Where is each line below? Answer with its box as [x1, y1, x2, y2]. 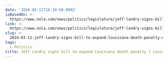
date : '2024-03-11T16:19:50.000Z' [5, 7, 77, 12]
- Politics [9, 44, 32, 49]
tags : [5, 40, 16, 45]
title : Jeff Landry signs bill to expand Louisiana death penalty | [5, 49, 151, 54]
